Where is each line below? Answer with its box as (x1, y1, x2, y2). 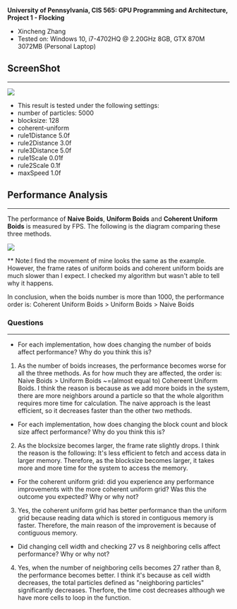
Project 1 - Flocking (7, 13, 65, 22)
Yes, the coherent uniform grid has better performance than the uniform (17, 506, 227, 514)
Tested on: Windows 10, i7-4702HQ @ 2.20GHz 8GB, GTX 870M (17, 35, 205, 43)
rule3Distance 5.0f (17, 146, 72, 155)
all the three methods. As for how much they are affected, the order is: (17, 368, 222, 377)
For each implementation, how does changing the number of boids (17, 340, 212, 349)
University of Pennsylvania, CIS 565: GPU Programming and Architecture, (7, 6, 228, 14)
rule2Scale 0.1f (17, 161, 61, 169)
